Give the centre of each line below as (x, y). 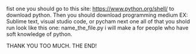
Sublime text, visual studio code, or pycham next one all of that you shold (98, 21)
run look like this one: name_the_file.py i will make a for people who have (97, 28)
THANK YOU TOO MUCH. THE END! (52, 46)
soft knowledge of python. (39, 34)
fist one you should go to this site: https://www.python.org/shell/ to (90, 9)
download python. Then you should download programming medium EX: (97, 15)
